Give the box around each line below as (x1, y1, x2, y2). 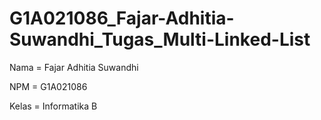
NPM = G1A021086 (9, 80, 88, 92)
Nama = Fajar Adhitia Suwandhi (9, 61, 139, 73)
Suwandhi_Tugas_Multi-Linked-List (9, 28, 311, 51)
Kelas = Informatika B (9, 100, 98, 112)
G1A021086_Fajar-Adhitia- (9, 7, 235, 30)
